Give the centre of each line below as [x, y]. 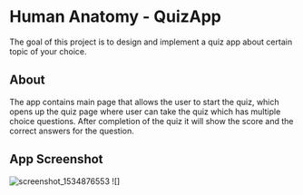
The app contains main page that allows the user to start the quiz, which [144, 102]
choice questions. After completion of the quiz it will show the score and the [151, 121]
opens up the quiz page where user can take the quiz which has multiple [145, 112]
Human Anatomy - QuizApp [116, 17]
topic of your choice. [48, 51]
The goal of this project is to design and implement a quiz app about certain [151, 42]
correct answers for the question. [72, 131]
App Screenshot [56, 159]
